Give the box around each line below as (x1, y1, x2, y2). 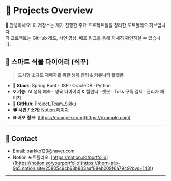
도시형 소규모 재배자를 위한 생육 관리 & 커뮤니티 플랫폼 (17, 72, 124, 78)
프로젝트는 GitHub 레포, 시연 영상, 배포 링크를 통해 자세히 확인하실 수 (10, 35, 147, 41)
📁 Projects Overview (5, 5, 93, 16)
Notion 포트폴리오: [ (12, 154, 53, 160)
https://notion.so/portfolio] (52, 154, 108, 160)
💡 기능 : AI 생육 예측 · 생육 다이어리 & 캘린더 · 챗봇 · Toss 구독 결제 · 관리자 (12, 88, 159, 94)
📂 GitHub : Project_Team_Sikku (12, 100, 76, 107)
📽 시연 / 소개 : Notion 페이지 (12, 107, 69, 113)
